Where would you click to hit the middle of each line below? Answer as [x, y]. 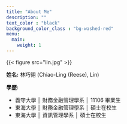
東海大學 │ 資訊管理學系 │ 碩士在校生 [61, 115]
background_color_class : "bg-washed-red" [60, 28]
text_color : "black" [33, 23]
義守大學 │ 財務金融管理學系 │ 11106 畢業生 [68, 100]
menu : [13, 34]
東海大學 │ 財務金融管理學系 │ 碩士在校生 [66, 107]
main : [19, 40]
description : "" [26, 17]
